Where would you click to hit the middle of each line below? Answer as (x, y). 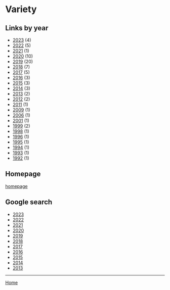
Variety (21, 9)
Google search (29, 202)
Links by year (27, 28)
